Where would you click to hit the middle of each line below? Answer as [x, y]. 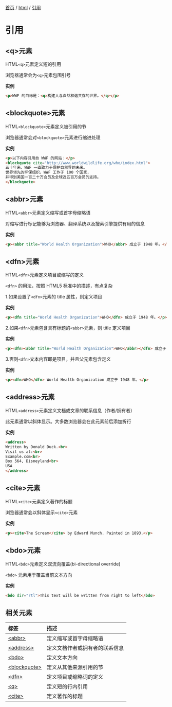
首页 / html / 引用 [23, 7]
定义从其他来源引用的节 [75, 667]
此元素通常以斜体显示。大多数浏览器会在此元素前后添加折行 [68, 421]
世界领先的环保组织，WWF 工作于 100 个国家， [48, 172]
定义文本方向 [62, 658]
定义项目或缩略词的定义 [75, 677]
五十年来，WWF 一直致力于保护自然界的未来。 [46, 168]
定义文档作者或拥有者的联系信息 [85, 648]
